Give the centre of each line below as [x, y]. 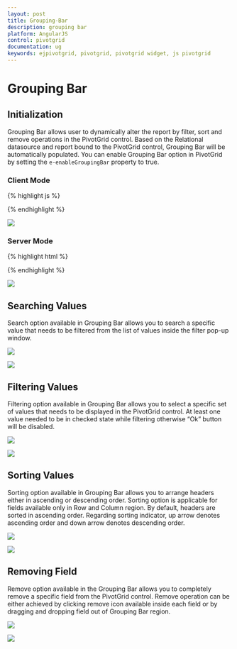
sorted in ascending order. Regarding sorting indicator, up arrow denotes [114, 515]
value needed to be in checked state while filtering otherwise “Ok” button [115, 419]
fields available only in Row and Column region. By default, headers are [111, 507]
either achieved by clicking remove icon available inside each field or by [112, 604]
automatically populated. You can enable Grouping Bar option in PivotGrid [115, 154]
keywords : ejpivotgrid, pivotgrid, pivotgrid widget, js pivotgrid [109, 54]
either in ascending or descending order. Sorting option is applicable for [112, 500]
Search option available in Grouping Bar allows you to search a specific [111, 323]
